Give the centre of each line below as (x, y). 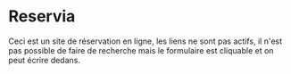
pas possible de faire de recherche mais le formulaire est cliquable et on (141, 50)
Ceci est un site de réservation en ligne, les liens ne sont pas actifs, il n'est (145, 41)
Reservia (42, 16)
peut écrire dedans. (45, 60)
